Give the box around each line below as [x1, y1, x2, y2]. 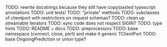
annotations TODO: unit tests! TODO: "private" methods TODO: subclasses [5, 9, 159, 15]
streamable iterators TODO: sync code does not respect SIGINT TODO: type [5, 20, 162, 26]
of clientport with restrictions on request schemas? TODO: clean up [5, 15, 144, 20]
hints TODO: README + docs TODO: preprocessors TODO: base [5, 25, 138, 31]
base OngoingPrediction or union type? [5, 36, 86, 42]
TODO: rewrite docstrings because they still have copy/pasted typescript [5, 4, 156, 10]
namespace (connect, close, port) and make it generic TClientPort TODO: [5, 31, 157, 36]
